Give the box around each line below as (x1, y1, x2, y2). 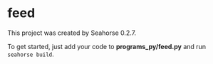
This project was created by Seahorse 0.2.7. (7, 28, 137, 37)
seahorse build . (7, 50, 55, 58)
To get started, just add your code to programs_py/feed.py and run (7, 42, 207, 50)
